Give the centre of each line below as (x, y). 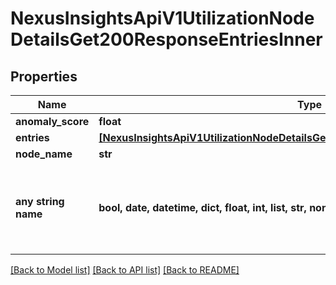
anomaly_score (52, 121)
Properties (44, 76)
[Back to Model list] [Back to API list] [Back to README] (125, 270)
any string (40, 201)
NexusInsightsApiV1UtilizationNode (162, 18)
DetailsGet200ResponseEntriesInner (166, 39)
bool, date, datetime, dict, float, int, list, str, (202, 207)
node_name (44, 154)
